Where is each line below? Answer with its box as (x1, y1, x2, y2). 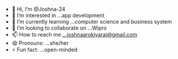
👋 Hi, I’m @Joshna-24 (11, 6, 66, 12)
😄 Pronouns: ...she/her (11, 40, 69, 47)
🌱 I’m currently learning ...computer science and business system (11, 18, 172, 25)
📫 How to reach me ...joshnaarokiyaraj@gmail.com (11, 31, 138, 38)
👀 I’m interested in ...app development (11, 12, 105, 19)
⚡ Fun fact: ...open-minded (11, 46, 78, 53)
